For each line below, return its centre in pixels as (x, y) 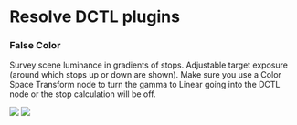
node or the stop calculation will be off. (83, 94)
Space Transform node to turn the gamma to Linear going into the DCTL (145, 85)
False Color (35, 46)
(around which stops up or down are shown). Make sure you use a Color (145, 75)
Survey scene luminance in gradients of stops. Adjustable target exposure (148, 65)
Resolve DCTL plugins (95, 17)
